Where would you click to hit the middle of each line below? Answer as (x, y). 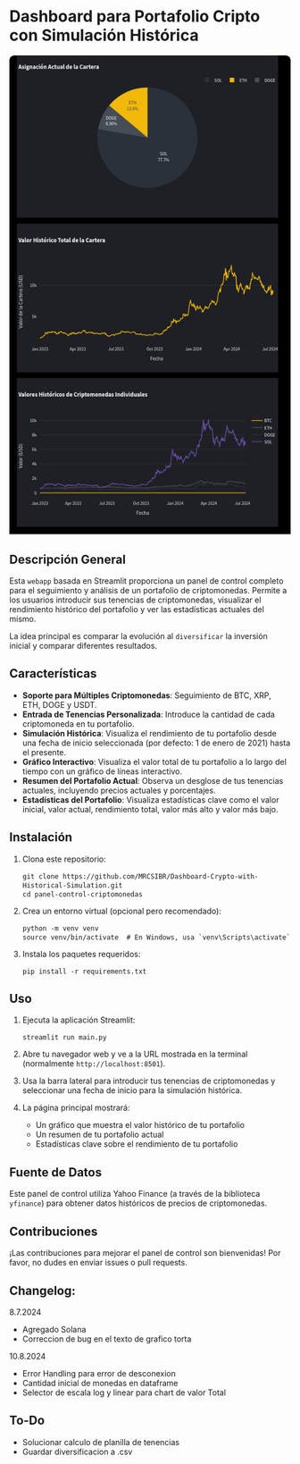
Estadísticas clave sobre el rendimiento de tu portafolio (137, 1144)
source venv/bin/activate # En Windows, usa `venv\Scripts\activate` (156, 937)
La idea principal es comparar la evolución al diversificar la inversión (138, 636)
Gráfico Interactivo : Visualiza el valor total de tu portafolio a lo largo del (154, 761)
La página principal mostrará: (76, 1108)
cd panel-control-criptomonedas (82, 894)
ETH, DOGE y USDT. (59, 704)
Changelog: (42, 1290)
